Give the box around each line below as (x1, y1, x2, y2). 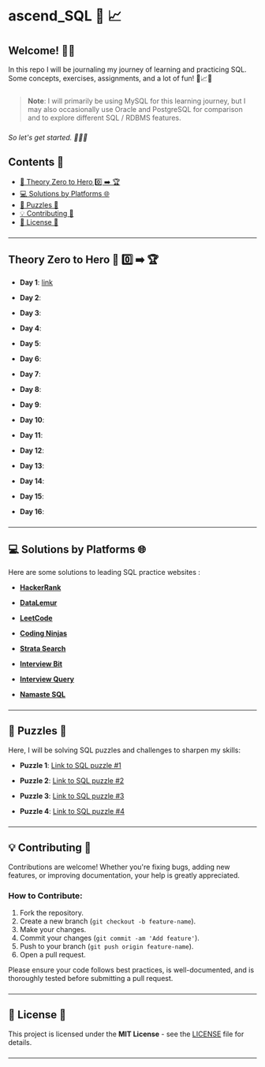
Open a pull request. (19, 949, 87, 959)
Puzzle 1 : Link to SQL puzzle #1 (19, 760, 121, 770)
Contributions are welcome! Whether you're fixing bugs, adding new (8, 862, 230, 871)
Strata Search (19, 644, 66, 654)
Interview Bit (19, 659, 63, 669)
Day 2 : (19, 293, 42, 303)
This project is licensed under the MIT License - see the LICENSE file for (8, 1029, 244, 1039)
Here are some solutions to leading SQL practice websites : (8, 568, 201, 577)
